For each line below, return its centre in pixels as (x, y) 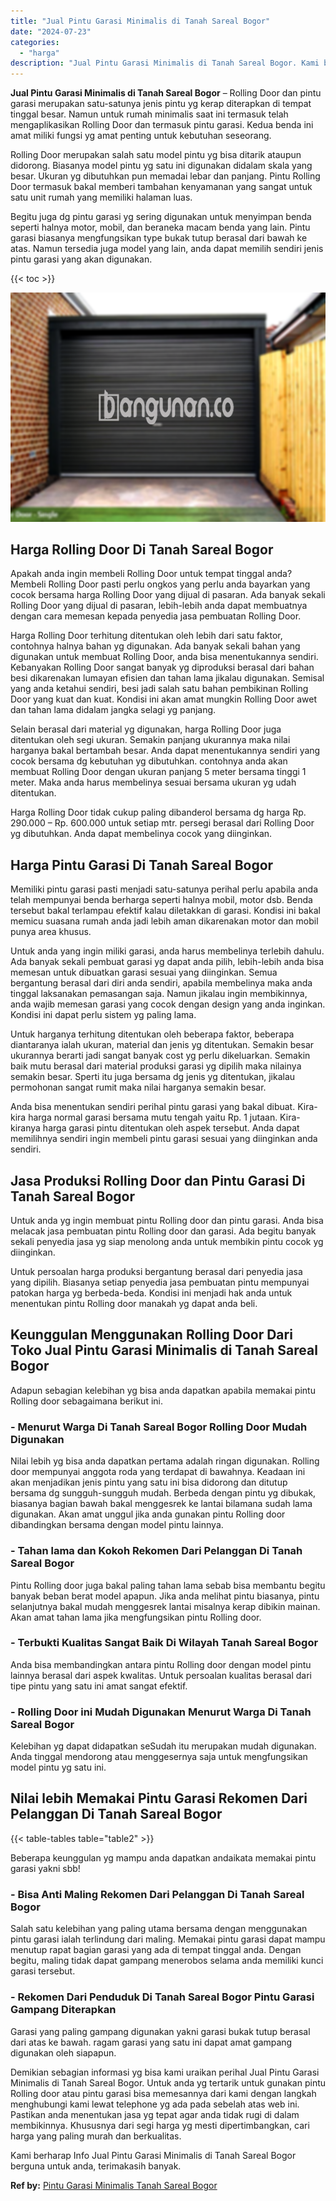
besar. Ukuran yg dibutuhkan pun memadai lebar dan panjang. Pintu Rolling (165, 176)
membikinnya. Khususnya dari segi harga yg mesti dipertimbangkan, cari (160, 2125)
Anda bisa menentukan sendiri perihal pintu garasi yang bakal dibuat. (153, 1107)
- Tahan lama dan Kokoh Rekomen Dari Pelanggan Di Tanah (156, 1551)
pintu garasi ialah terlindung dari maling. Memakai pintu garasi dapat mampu (168, 1939)
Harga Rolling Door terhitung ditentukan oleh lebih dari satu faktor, (146, 636)
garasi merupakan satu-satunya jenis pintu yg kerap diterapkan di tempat (161, 104)
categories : (35, 42)
